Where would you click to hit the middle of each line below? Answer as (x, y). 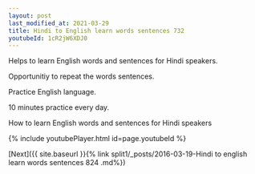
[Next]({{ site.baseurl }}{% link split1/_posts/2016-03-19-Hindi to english (128, 154)
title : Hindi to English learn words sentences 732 (96, 30)
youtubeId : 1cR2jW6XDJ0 (48, 38)
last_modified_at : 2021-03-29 (59, 23)
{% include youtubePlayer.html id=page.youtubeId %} (97, 139)
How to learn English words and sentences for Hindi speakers (110, 123)
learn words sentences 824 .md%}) (67, 163)
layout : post (30, 16)
